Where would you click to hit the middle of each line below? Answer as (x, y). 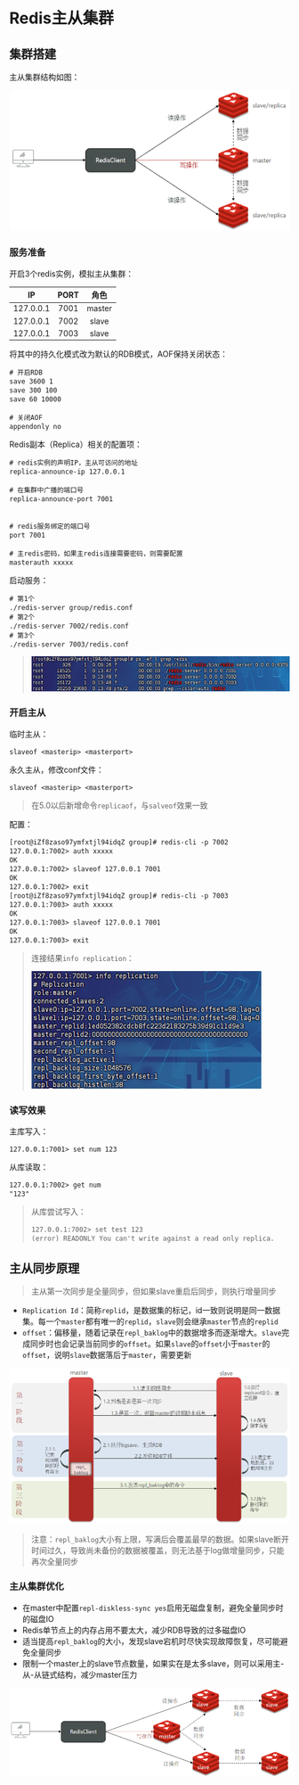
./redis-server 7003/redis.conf (69, 645)
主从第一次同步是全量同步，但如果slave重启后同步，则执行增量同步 (154, 1291)
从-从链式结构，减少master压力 (80, 1674)
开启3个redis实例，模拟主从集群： (72, 274)
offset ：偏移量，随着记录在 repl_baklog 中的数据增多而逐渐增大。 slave (152, 1332)
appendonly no (36, 427)
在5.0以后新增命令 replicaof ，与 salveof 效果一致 (119, 805)
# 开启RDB (26, 373)
